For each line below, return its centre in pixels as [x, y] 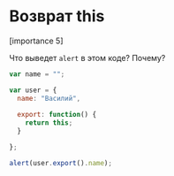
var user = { [33, 90]
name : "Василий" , [49, 98]
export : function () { [57, 115]
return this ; [49, 123]
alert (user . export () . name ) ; [61, 163]
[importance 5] [36, 41]
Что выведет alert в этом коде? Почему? [87, 57]
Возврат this [57, 16]
